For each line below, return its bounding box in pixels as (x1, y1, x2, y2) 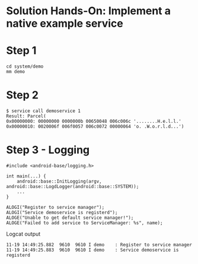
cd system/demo (6, 63, 44, 69)
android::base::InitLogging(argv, (17, 179, 102, 185)
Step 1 (6, 44, 37, 58)
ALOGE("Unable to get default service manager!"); (6, 215, 134, 221)
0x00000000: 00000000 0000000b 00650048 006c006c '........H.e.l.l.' (6, 119, 182, 125)
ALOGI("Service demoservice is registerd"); (6, 209, 118, 215)
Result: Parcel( (6, 113, 46, 119)
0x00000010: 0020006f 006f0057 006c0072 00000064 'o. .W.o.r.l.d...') (6, 123, 184, 130)
